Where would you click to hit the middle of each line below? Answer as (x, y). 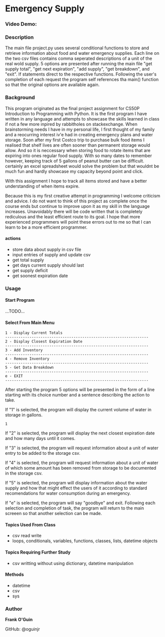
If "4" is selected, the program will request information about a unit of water (82, 463)
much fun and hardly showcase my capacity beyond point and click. (74, 171)
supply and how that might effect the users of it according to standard (76, 488)
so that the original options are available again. (52, 85)
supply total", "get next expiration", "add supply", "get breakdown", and (78, 69)
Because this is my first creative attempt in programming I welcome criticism (83, 196)
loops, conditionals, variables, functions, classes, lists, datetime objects (85, 541)
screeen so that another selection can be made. (54, 514)
